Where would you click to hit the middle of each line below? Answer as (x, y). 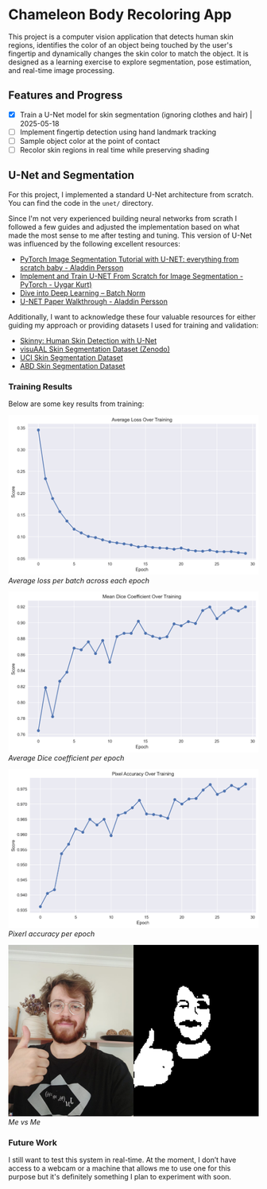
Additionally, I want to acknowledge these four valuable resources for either (132, 316)
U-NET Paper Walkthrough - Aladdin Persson (94, 301)
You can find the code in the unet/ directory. (81, 203)
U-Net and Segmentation (72, 175)
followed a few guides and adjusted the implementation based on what (124, 227)
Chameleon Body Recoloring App (120, 15)
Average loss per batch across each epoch (79, 581)
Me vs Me (25, 1122)
